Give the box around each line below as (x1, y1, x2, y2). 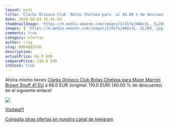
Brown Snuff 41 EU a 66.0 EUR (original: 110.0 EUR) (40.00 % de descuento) (5, 82, 162, 88)
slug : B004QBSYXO (5, 44, 42, 49)
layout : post (5, 7, 33, 12)
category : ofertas (5, 35, 44, 40)
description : (5, 49, 33, 54)
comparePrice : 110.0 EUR (5, 58, 57, 63)
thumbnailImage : (5, 21, 39, 26)
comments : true (5, 30, 37, 35)
